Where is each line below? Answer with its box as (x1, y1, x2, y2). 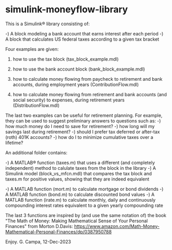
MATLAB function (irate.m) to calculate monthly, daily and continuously (5, 197, 156, 203)
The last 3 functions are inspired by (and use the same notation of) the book (5, 212, 167, 218)
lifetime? (5, 139, 24, 146)
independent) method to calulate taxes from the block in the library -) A (5, 165, 157, 171)
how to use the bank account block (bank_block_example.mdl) (12, 66, 145, 72)
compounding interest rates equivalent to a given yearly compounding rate (5, 202, 163, 208)
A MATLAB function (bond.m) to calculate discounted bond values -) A (5, 191, 155, 198)
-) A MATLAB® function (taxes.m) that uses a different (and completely (5, 159, 155, 166)
